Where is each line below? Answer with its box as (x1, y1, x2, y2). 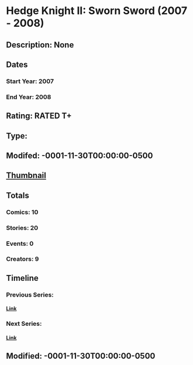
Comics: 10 (6, 208, 39, 216)
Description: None (6, 40, 74, 50)
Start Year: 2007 (6, 77, 54, 85)
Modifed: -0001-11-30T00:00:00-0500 (6, 150, 153, 160)
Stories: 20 (6, 223, 39, 232)
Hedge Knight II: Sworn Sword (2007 (6, 4, 188, 18)
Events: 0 (6, 239, 34, 247)
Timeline (6, 273, 39, 283)
